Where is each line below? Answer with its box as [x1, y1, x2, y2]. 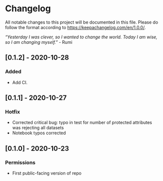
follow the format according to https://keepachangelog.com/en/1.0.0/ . [5, 24, 146, 30]
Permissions [5, 159, 36, 166]
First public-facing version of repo [12, 170, 82, 176]
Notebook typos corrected [12, 130, 66, 136]
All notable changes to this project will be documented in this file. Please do [5, 19, 159, 25]
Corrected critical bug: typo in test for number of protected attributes [12, 120, 152, 125]
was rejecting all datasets [12, 125, 64, 131]
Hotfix [5, 108, 21, 115]
